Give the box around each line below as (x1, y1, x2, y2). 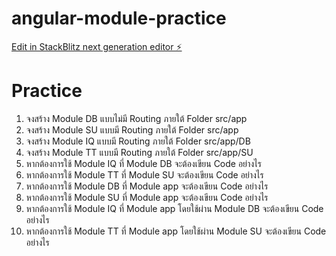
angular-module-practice (11, 7, 227, 30)
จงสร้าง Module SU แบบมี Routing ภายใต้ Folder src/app (25, 123, 239, 136)
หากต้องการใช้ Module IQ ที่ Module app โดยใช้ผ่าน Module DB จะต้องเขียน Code (25, 202, 324, 214)
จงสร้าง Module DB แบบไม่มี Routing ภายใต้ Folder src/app (25, 112, 248, 124)
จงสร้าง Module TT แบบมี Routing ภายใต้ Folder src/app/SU (25, 146, 254, 158)
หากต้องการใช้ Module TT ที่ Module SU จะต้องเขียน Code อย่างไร (25, 168, 264, 181)
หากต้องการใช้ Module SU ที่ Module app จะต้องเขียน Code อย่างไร (25, 191, 269, 203)
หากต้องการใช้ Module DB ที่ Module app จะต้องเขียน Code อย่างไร (25, 180, 269, 192)
